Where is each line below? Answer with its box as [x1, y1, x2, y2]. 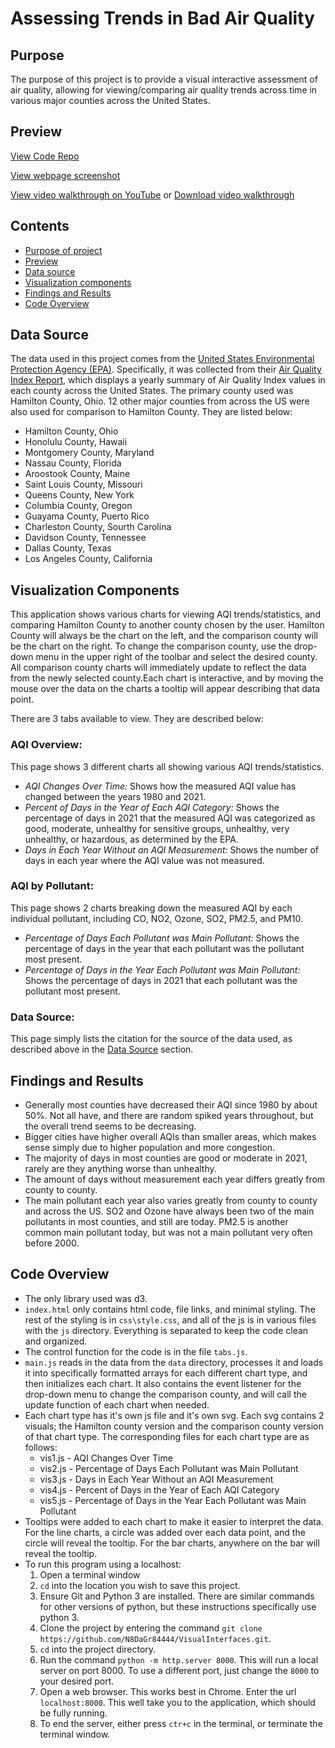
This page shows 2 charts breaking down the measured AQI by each [10, 902, 293, 914]
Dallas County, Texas [24, 542, 112, 554]
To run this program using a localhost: [24, 1558, 182, 1570]
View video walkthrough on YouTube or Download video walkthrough [10, 188, 295, 201]
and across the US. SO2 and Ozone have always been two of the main [24, 1205, 315, 1217]
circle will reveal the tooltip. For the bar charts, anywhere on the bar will [24, 1537, 320, 1549]
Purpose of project [24, 244, 103, 256]
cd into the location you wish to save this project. [39, 1579, 241, 1591]
